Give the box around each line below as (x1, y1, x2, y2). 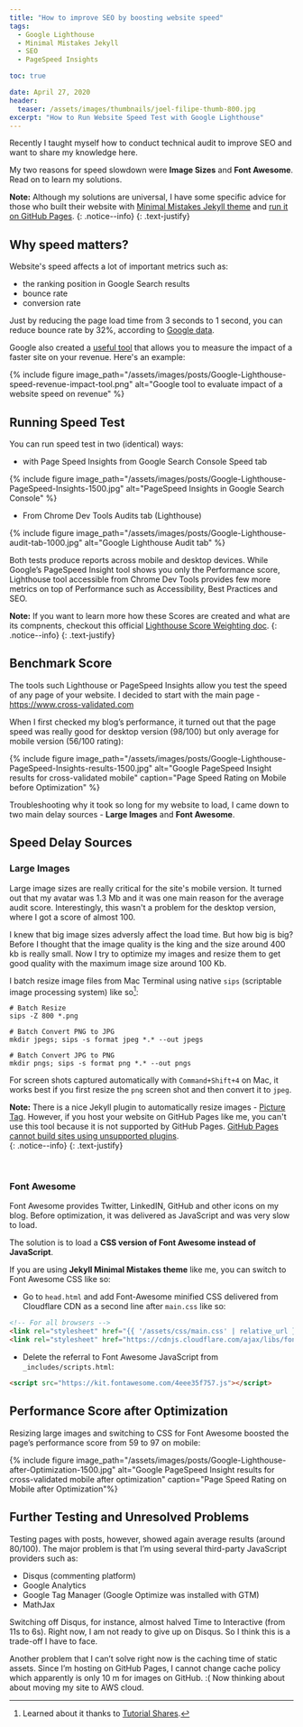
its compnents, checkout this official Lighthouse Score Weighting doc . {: (9, 620, 278, 631)
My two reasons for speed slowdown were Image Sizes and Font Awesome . (9, 164, 294, 176)
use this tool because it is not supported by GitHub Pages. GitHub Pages (9, 1121, 280, 1132)
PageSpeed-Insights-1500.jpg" (9, 484, 124, 494)
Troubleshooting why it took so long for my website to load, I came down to (9, 799, 289, 810)
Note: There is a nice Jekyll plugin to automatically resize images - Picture (9, 1102, 286, 1113)
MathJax (22, 1599, 56, 1610)
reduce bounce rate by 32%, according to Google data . (9, 325, 215, 336)
